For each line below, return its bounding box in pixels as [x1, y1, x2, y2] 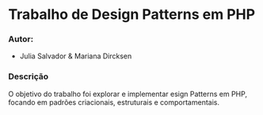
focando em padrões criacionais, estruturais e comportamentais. [8, 97, 220, 107]
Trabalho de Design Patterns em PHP [8, 6, 256, 24]
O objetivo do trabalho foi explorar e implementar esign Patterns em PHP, [8, 89, 248, 98]
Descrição [8, 71, 49, 82]
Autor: [8, 34, 34, 45]
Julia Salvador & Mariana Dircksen [19, 51, 132, 61]
